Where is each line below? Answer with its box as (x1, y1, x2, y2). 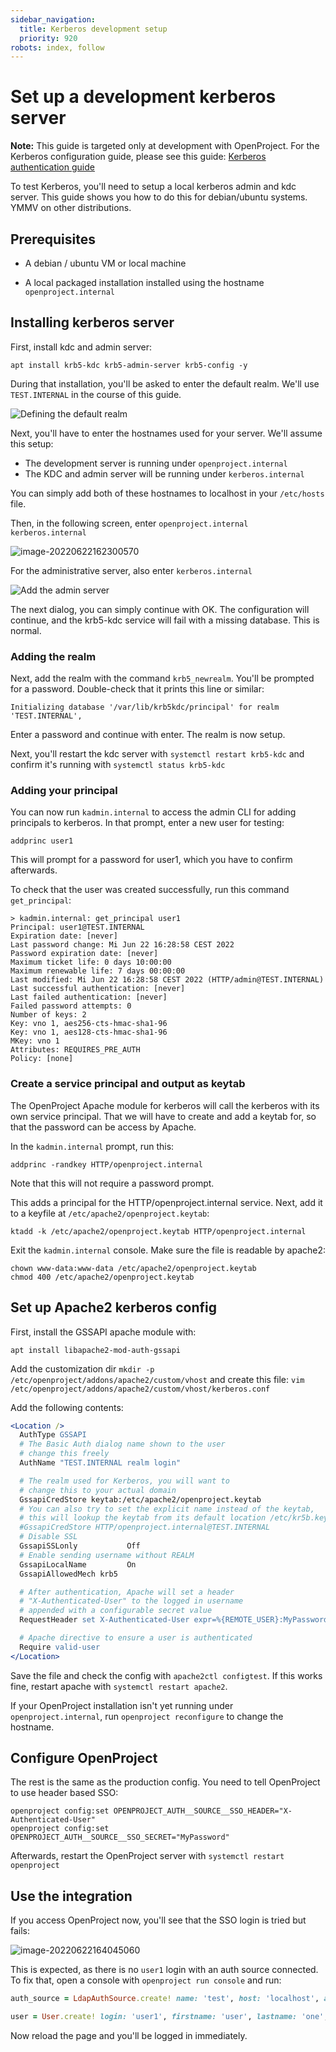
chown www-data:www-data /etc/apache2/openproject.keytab (10, 1263, 257, 1273)
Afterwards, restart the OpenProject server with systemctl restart (10, 1850, 285, 1862)
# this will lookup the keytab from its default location (19, 1513, 267, 1523)
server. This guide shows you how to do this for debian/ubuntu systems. (10, 191, 308, 203)
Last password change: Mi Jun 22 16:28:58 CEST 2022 (10, 940, 235, 950)
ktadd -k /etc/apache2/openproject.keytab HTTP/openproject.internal (10, 1226, 307, 1236)
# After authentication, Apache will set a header (19, 1587, 235, 1597)
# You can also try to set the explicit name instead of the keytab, (19, 1504, 315, 1514)
